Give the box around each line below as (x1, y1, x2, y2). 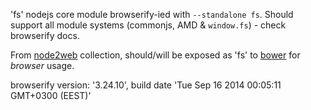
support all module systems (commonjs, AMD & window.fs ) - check (10, 19, 287, 31)
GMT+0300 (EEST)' (10, 90, 92, 101)
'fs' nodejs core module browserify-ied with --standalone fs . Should (10, 9, 294, 20)
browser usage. (10, 60, 75, 71)
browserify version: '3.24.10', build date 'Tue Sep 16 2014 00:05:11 (10, 79, 282, 91)
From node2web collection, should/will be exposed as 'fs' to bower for (10, 49, 301, 61)
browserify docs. (10, 30, 80, 41)
